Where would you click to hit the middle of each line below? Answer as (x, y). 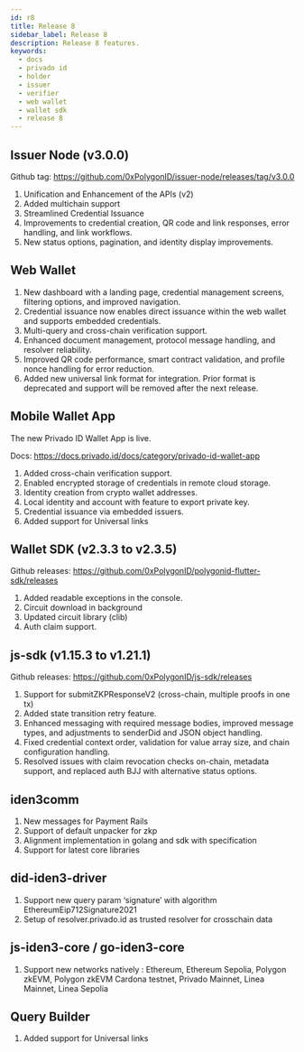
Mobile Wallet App (63, 416)
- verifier (39, 93)
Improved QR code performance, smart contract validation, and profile (154, 359)
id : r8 (23, 18)
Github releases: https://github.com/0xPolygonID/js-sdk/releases (131, 677)
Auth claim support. (60, 627)
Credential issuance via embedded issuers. (103, 512)
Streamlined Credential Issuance (84, 213)
